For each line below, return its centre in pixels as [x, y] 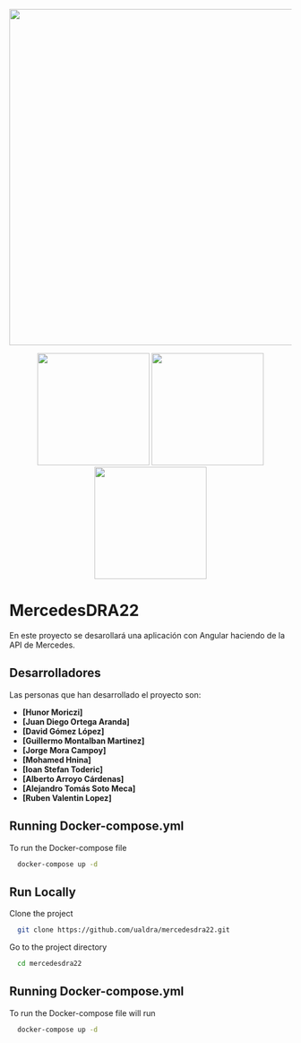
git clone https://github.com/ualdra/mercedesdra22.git [124, 930]
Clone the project [41, 914]
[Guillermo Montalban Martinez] [83, 741]
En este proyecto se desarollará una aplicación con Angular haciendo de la [147, 635]
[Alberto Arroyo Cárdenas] [73, 778]
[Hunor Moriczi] [52, 712]
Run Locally [43, 892]
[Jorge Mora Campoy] [64, 750]
